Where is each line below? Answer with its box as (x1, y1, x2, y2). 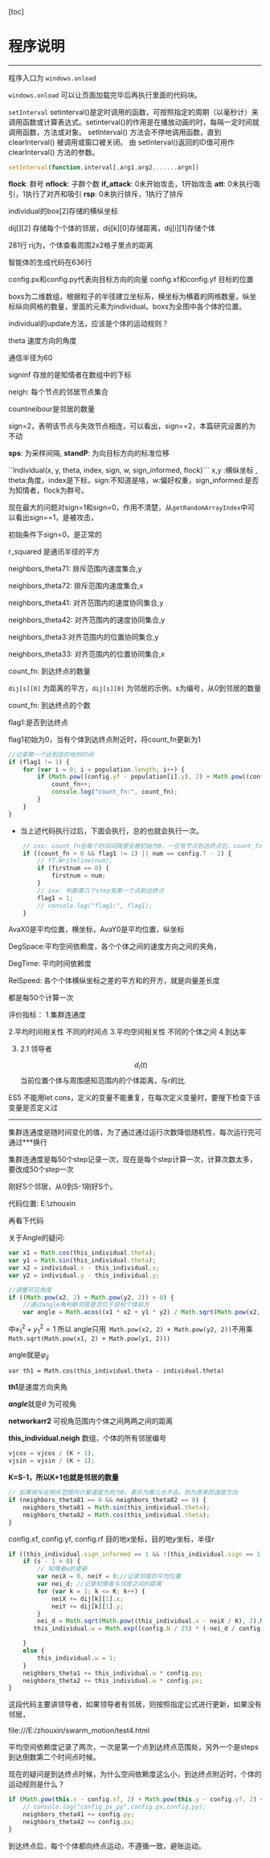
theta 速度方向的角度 (8, 335, 77, 345)
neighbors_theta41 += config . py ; (22, 1811, 135, 1819)
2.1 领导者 (19, 1044, 52, 1054)
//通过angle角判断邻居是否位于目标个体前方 (22, 1301, 150, 1309)
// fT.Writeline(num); (37, 857, 113, 865)
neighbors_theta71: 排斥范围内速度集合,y (8, 563, 142, 573)
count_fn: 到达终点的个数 (8, 700, 91, 710)
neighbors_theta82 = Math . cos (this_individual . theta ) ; (22, 1511, 211, 1519)
